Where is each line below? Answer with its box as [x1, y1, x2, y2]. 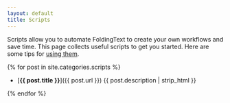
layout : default [7, 10, 54, 17]
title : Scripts [7, 16, 51, 23]
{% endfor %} [7, 89, 47, 98]
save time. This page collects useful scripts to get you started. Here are [7, 42, 209, 50]
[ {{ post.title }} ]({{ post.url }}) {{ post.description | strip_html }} [16, 76, 197, 84]
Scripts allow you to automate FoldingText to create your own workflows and [7, 35, 224, 43]
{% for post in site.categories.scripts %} [7, 63, 122, 71]
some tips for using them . [7, 49, 80, 58]
